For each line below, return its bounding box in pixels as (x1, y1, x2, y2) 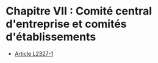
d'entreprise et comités (5, 17, 127, 31)
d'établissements (5, 30, 96, 44)
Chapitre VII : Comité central (5, 4, 153, 18)
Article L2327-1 (14, 50, 54, 57)
